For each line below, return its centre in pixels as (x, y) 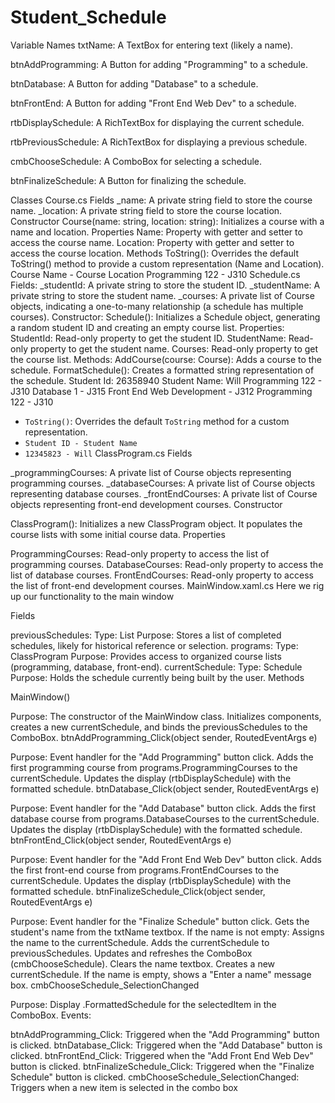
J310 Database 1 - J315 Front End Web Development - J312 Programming (161, 391)
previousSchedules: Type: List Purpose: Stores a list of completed (146, 635)
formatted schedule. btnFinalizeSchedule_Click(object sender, (138, 891)
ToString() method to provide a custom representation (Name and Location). (167, 263)
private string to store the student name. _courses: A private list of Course (162, 295)
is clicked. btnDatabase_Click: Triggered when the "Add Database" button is (166, 1045)
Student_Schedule (88, 17)
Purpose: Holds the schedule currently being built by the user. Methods (157, 677)
